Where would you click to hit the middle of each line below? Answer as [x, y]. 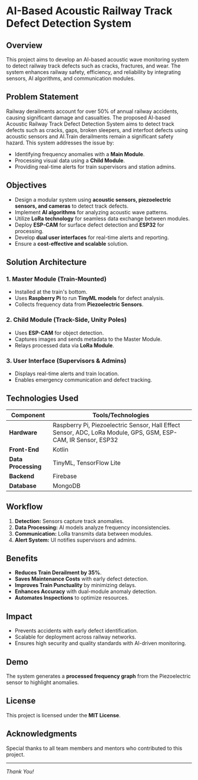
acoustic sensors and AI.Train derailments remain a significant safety [90, 136]
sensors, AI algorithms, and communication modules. [71, 78]
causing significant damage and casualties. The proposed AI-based [88, 117]
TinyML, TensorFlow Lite [87, 463]
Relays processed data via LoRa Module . [64, 345]
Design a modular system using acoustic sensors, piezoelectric [93, 199]
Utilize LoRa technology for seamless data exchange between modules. [102, 218]
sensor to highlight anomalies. [43, 682]
